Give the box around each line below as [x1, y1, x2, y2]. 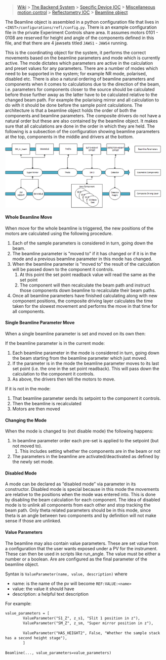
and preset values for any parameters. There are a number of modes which [5, 65, 158, 71]
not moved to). [12, 443, 42, 449]
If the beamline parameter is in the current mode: [5, 340, 105, 346]
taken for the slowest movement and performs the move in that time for [12, 303, 158, 309]
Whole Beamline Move [5, 214, 52, 220]
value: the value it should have [12, 586, 75, 592]
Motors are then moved [12, 406, 60, 412]
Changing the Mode [5, 417, 47, 423]
